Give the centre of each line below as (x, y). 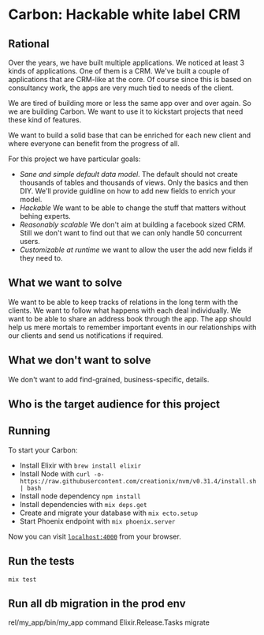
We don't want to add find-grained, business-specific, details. (109, 379)
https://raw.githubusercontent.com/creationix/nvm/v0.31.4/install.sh (138, 481)
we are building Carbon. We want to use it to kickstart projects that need (126, 111)
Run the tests (41, 561)
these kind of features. (45, 120)
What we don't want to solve (80, 361)
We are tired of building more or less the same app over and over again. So (130, 103)
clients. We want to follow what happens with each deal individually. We (125, 310)
